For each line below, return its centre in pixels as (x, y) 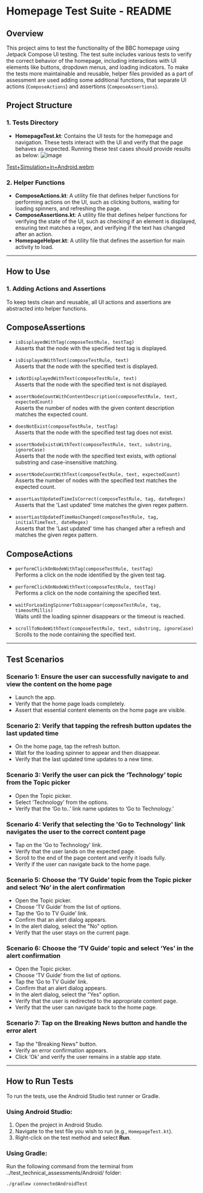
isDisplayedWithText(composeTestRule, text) (72, 361)
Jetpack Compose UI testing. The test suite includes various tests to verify (99, 54)
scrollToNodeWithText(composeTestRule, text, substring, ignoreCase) (105, 629)
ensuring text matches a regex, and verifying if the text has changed (100, 227)
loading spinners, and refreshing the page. (68, 208)
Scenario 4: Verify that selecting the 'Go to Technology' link (96, 824)
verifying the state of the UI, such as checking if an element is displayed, (105, 221)
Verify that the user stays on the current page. (72, 933)
